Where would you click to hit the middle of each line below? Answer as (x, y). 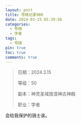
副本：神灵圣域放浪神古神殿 (47, 94)
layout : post (19, 10)
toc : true (16, 52)
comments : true (21, 57)
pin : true (16, 48)
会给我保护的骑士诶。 (27, 115)
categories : (18, 24)
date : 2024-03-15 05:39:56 (34, 19)
